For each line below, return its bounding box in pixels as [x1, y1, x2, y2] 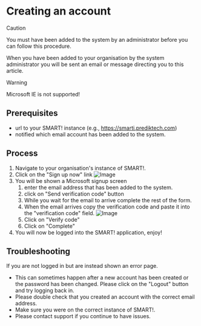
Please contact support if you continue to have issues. [15, 313, 151, 320]
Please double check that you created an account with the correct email [15, 293, 195, 301]
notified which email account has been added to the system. [15, 130, 166, 138]
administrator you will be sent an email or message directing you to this [6, 61, 184, 68]
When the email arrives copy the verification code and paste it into [24, 203, 191, 210]
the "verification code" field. [24, 209, 95, 216]
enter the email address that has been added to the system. [24, 184, 173, 191]
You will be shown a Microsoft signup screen [15, 177, 127, 184]
